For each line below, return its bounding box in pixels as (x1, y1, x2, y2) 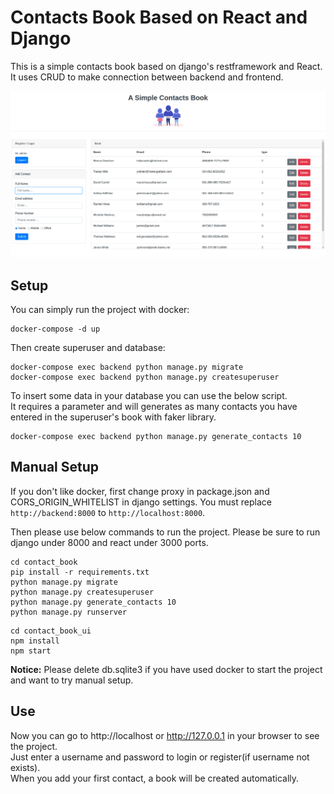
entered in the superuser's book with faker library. (10, 411, 217, 423)
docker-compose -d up (10, 324, 101, 335)
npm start (10, 646, 52, 656)
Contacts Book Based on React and (10, 6, 308, 29)
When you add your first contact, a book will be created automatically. (10, 772, 300, 784)
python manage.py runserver (10, 607, 128, 617)
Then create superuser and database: (10, 342, 166, 354)
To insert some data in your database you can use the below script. (10, 390, 288, 402)
